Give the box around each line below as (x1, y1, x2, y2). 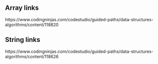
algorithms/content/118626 (5, 53, 59, 59)
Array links (5, 4, 39, 12)
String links (5, 36, 40, 44)
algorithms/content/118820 (5, 22, 59, 27)
